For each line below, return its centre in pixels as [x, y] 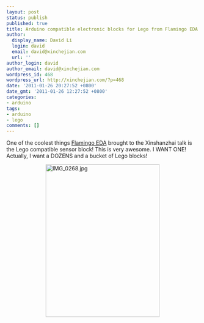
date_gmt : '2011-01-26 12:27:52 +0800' [57, 92]
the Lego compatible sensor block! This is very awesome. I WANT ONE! [96, 150]
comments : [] [23, 126]
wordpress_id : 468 [30, 74]
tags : [13, 108]
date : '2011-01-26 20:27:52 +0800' [52, 86]
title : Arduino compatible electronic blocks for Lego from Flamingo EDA [102, 29]
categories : [21, 97]
